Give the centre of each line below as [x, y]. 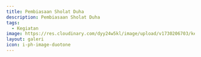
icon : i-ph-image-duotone [38, 45]
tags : [13, 23]
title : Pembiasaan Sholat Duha [45, 12]
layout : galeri [25, 39]
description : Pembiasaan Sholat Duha [53, 17]
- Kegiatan [25, 28]
